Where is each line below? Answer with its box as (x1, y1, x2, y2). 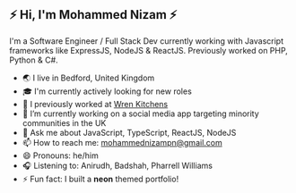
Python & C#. (9, 55, 58, 65)
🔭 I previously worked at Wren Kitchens (22, 98, 169, 109)
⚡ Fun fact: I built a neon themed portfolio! (22, 173, 179, 184)
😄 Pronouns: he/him (22, 150, 99, 161)
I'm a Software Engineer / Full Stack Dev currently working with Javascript (9, 35, 284, 46)
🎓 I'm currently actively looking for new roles (22, 86, 193, 96)
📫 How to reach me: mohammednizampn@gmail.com (22, 137, 222, 147)
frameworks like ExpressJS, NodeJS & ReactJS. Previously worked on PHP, (9, 45, 289, 55)
